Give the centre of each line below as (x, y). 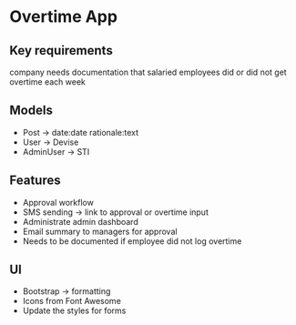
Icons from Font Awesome (71, 301)
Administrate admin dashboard (80, 221)
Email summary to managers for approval (100, 231)
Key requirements (61, 51)
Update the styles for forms (74, 310)
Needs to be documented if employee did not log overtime (132, 241)
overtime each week (48, 82)
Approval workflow (58, 202)
